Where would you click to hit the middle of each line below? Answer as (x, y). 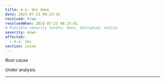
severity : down (21, 32)
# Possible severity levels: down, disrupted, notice (61, 28)
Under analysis (20, 70)
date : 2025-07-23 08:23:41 (33, 14)
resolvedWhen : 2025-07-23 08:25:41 (41, 23)
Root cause (17, 60)
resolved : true (21, 19)
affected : (15, 37)
